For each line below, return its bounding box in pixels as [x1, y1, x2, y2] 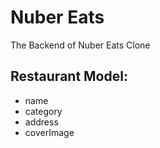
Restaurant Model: [10, 68, 128, 85]
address [24, 116, 59, 128]
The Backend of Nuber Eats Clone [10, 39, 151, 51]
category [24, 105, 63, 117]
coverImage [24, 126, 75, 138]
